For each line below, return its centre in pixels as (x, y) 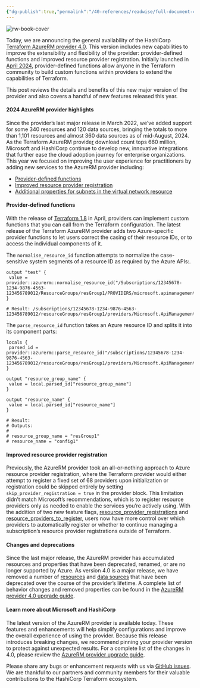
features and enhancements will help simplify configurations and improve (96, 629)
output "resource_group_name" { (46, 379)
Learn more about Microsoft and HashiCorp (61, 610)
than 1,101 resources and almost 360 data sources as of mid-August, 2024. (98, 135)
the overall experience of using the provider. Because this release (87, 636)
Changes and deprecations (40, 544)
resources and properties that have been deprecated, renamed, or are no (96, 564)
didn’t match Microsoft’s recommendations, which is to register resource (95, 499)
